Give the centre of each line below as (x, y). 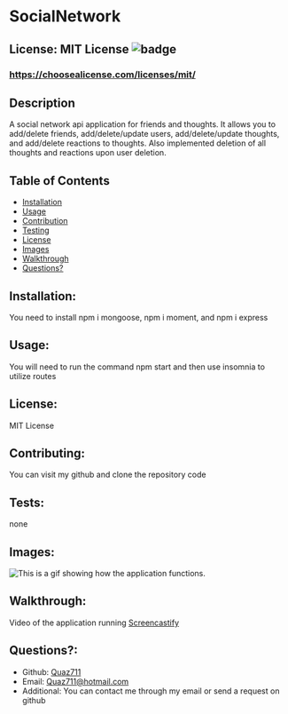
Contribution (45, 221)
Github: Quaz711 (51, 671)
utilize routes (33, 376)
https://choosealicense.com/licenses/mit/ (103, 75)
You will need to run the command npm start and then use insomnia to (137, 367)
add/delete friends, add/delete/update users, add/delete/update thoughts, (144, 134)
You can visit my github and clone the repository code (108, 475)
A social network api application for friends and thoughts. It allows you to (143, 124)
